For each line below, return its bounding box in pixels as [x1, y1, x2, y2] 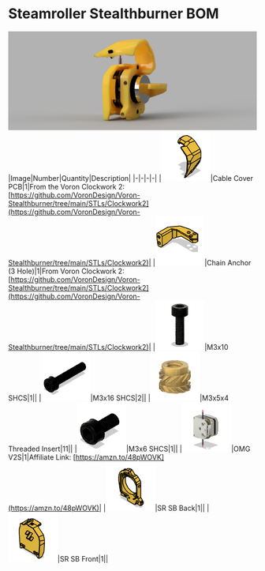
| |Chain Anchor [152, 257, 252, 267]
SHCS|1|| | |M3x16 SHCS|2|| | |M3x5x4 [8, 393, 230, 403]
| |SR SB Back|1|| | [103, 503, 210, 513]
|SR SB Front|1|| [58, 554, 109, 563]
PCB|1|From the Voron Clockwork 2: [8, 182, 125, 191]
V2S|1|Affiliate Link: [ [8, 452, 77, 462]
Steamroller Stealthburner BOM [8, 5, 219, 23]
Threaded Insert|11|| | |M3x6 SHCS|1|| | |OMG [8, 444, 251, 453]
